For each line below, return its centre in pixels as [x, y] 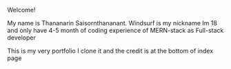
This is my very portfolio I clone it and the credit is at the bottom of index [110, 51]
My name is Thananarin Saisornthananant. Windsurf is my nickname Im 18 [112, 23]
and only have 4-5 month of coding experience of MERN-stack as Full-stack [115, 30]
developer [22, 38]
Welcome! [21, 10]
